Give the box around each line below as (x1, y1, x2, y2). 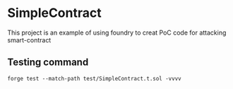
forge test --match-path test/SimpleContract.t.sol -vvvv (7, 75, 181, 82)
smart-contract (7, 35, 52, 44)
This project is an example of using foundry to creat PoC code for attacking (7, 28, 227, 37)
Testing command (7, 57, 89, 69)
